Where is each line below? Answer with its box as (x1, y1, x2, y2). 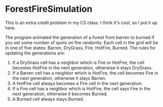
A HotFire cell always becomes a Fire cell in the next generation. (12, 80, 143, 86)
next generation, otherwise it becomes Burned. (12, 91, 108, 97)
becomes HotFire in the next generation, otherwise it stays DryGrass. (12, 65, 153, 71)
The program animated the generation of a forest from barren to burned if (5, 34, 155, 40)
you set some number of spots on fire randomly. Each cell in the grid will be (5, 39, 159, 45)
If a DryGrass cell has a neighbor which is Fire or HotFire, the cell (12, 59, 144, 65)
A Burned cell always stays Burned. (12, 96, 85, 102)
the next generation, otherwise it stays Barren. (12, 75, 107, 81)
